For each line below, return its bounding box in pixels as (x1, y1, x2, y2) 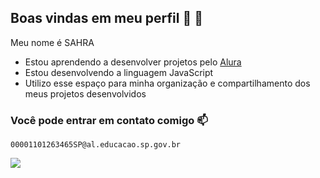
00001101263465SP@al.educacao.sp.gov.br (10, 140, 182, 150)
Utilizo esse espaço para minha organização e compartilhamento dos (24, 77, 311, 89)
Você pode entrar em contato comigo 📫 (10, 113, 208, 127)
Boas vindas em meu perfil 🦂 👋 (10, 10, 203, 27)
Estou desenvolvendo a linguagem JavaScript (24, 66, 214, 78)
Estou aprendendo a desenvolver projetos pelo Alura (24, 56, 242, 68)
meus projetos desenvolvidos (24, 87, 147, 100)
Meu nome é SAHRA (10, 36, 95, 48)
